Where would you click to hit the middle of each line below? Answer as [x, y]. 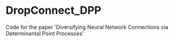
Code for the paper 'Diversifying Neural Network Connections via [87, 27]
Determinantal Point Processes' [45, 33]
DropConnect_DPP [53, 10]
